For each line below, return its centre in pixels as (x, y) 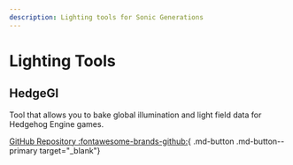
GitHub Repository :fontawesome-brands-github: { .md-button (122, 141)
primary (23, 150)
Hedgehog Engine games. (57, 124)
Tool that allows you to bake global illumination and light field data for (135, 115)
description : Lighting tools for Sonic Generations (106, 17)
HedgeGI (34, 94)
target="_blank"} (70, 150)
